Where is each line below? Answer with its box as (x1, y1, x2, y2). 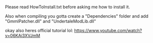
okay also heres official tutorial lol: (5, 28, 74, 33)
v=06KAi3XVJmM (5, 33, 40, 38)
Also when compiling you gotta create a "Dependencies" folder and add (5, 13, 149, 19)
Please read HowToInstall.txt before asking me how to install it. (5, 4, 130, 10)
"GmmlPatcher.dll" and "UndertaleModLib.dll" (5, 19, 96, 24)
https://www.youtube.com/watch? (74, 28, 142, 33)
